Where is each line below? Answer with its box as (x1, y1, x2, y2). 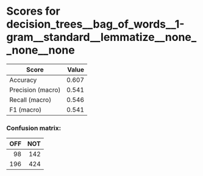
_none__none (6, 43, 75, 57)
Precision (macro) (9, 86, 61, 94)
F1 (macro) (9, 105, 42, 114)
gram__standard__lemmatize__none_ (6, 31, 197, 44)
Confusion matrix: (6, 123, 62, 132)
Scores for (6, 4, 60, 18)
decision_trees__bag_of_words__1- (6, 17, 185, 31)
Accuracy (9, 75, 37, 84)
